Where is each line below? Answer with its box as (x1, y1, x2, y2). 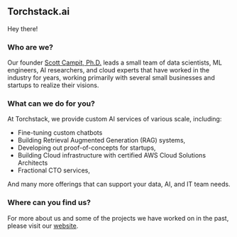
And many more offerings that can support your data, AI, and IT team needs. (7, 180, 231, 189)
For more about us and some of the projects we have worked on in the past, (7, 214, 229, 222)
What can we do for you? (7, 99, 96, 109)
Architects (17, 159, 48, 167)
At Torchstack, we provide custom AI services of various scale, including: (7, 115, 222, 123)
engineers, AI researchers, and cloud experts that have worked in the (7, 66, 210, 75)
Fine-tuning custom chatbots (17, 128, 103, 137)
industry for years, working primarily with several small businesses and (7, 74, 215, 82)
